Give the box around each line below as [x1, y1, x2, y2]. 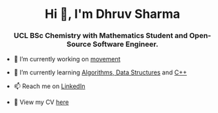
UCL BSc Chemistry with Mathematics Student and [13, 31, 188, 41]
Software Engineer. [92, 39, 159, 49]
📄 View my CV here [13, 98, 69, 106]
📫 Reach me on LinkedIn [13, 82, 86, 90]
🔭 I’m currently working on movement [13, 55, 121, 63]
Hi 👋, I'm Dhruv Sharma [44, 6, 181, 22]
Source [66, 39, 92, 49]
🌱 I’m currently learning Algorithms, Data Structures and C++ [13, 68, 188, 76]
